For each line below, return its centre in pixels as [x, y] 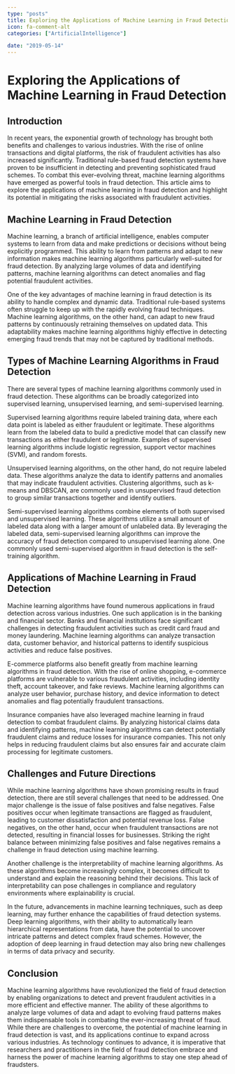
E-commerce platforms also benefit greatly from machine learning [102, 664]
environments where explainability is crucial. [71, 893]
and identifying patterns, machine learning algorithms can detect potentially [116, 729]
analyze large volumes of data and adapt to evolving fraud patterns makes [114, 1012]
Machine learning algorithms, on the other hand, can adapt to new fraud [111, 316]
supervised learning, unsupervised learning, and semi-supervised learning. [116, 404]
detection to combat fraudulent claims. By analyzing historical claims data [114, 722]
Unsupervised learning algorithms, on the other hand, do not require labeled [117, 468]
